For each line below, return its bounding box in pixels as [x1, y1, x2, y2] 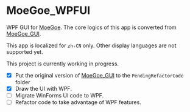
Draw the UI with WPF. [15, 85, 72, 92]
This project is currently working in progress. [6, 60, 119, 67]
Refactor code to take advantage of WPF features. [15, 99, 141, 106]
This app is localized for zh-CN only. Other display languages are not [6, 42, 177, 49]
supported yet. [6, 48, 44, 55]
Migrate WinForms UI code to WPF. [15, 92, 104, 99]
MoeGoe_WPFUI [6, 4, 91, 18]
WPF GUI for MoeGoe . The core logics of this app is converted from [6, 24, 177, 31]
